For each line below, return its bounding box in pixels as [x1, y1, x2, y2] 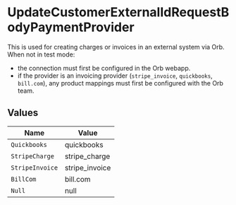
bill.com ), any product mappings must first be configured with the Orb [17, 78, 224, 87]
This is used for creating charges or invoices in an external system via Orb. [7, 42, 225, 51]
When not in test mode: [7, 50, 75, 59]
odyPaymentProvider [7, 19, 135, 35]
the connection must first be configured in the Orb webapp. [17, 64, 191, 72]
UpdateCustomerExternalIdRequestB [7, 4, 230, 20]
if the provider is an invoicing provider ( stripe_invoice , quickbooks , [17, 71, 213, 80]
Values [7, 107, 39, 119]
